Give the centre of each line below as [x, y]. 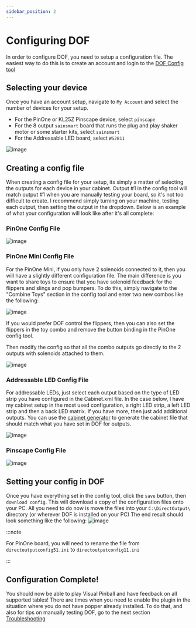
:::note [14, 532]
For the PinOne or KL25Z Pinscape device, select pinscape [85, 119]
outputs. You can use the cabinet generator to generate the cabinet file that [97, 418]
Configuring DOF [48, 40]
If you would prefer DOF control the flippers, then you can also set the [90, 323]
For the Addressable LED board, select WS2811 [70, 138]
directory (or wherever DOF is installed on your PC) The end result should [95, 515]
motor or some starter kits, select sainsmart [67, 132]
